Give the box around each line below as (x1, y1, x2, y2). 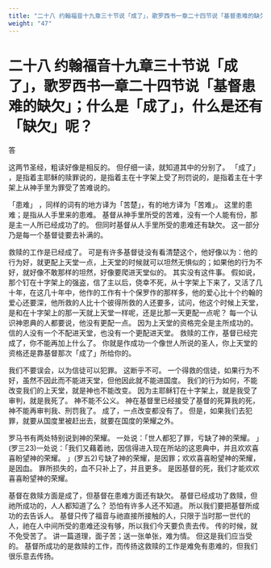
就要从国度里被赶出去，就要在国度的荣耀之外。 (22, 416, 178, 426)
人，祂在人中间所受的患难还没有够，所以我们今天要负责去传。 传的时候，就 (8, 521, 258, 531)
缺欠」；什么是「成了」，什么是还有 (36, 97, 264, 116)
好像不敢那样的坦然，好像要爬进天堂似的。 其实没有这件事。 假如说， (29, 267, 260, 277)
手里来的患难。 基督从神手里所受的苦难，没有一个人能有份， (50, 210, 251, 220)
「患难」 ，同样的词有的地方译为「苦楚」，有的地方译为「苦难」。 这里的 (8, 200, 246, 210)
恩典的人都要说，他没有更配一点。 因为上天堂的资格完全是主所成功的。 (22, 318, 258, 328)
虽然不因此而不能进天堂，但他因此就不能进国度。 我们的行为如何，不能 (22, 376, 258, 385)
